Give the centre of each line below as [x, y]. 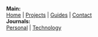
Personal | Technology [34, 27]
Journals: [19, 21]
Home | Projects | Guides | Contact [49, 15]
